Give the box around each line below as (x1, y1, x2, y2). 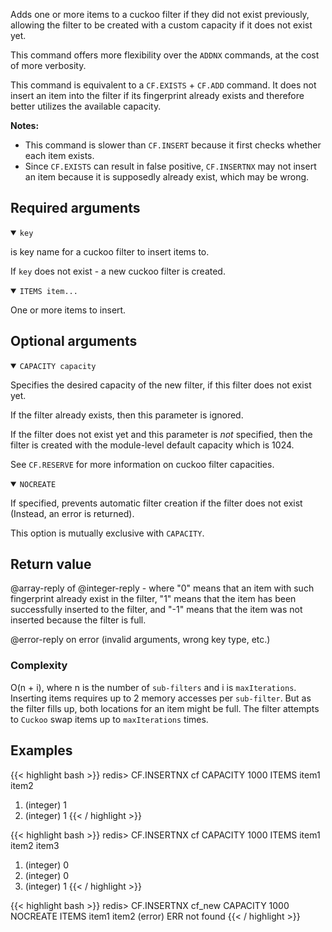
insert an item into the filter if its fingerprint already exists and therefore (10, 90, 305, 101)
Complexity (10, 659, 68, 673)
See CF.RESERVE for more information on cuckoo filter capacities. (10, 458, 275, 470)
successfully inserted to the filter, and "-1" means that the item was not (10, 604, 303, 616)
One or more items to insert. (10, 304, 127, 316)
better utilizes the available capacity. (10, 100, 162, 112)
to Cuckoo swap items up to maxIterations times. (10, 713, 209, 725)
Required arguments (10, 200, 141, 217)
